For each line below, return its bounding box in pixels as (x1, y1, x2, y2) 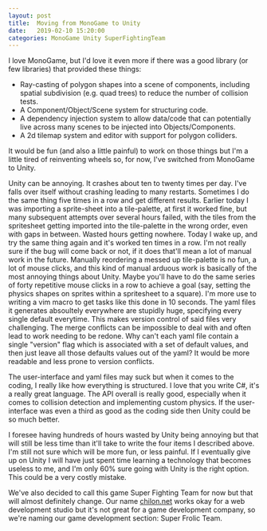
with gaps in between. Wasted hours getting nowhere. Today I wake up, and (8, 229, 257, 240)
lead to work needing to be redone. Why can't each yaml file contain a (8, 331, 239, 341)
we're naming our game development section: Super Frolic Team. (8, 513, 223, 523)
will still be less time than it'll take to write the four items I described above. (8, 438, 255, 448)
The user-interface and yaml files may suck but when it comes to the (8, 372, 234, 382)
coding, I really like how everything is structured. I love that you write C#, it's (8, 381, 260, 390)
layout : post (8, 11, 52, 20)
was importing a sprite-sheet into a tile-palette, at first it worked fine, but (8, 204, 247, 214)
